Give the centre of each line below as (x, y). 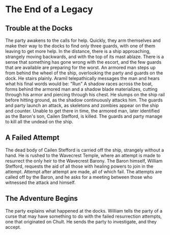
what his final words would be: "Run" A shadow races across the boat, (79, 84)
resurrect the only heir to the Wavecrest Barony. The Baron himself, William (84, 161)
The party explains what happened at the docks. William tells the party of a (84, 211)
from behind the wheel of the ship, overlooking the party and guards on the (84, 73)
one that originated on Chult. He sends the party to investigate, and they (81, 221)
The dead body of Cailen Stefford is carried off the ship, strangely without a (85, 150)
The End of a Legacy (49, 9)
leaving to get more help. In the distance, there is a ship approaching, (78, 51)
